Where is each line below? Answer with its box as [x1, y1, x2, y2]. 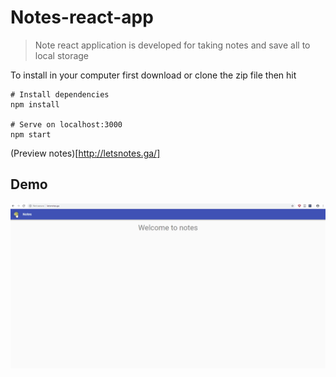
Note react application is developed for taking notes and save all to [34, 39, 311, 51]
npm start [10, 129, 52, 140]
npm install [10, 99, 60, 110]
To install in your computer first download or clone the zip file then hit [10, 69, 297, 81]
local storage [34, 49, 90, 61]
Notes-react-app [10, 6, 154, 29]
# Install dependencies [10, 89, 110, 100]
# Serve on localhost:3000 [10, 119, 123, 130]
